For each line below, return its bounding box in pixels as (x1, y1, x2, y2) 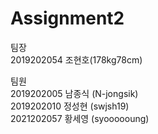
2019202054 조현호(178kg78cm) (10, 53, 143, 66)
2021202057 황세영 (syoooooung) (10, 112, 150, 124)
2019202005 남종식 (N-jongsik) (10, 87, 139, 99)
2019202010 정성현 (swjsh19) (10, 100, 130, 112)
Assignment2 (10, 7, 125, 30)
